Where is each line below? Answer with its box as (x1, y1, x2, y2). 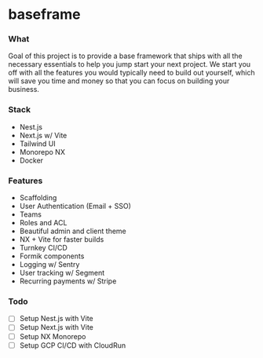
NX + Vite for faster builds (19, 235, 104, 244)
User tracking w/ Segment (19, 268, 105, 278)
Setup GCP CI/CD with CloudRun (19, 340, 126, 350)
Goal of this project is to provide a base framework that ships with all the (8, 51, 243, 60)
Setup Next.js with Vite (19, 323, 94, 332)
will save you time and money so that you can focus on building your (8, 76, 230, 86)
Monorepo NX (19, 147, 65, 156)
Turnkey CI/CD (19, 243, 68, 253)
